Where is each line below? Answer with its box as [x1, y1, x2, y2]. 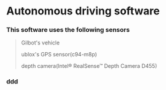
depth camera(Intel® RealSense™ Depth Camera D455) [21, 62, 158, 70]
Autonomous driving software [6, 4, 160, 18]
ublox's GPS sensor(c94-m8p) [21, 51, 98, 58]
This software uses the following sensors [6, 26, 130, 34]
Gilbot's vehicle [21, 39, 60, 46]
